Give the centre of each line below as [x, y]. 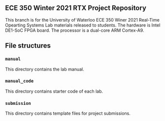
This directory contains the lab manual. [45, 69]
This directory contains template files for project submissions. [68, 113]
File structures [28, 46]
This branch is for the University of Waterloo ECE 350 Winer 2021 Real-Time [82, 20]
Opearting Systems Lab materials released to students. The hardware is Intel [83, 25]
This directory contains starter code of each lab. [54, 91]
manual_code [19, 81]
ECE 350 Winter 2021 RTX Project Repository [76, 8]
